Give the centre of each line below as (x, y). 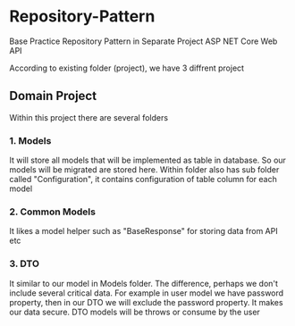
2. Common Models (53, 212)
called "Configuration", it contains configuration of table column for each (143, 180)
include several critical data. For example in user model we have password (147, 293)
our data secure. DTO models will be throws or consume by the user (135, 312)
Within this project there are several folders (88, 117)
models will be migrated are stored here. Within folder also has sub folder (144, 170)
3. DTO (25, 263)
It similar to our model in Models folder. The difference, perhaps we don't (144, 283)
